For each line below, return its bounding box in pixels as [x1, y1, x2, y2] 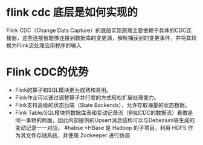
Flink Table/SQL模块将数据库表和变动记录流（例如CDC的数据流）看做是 [14, 109, 193, 116]
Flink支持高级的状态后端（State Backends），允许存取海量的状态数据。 [14, 101, 190, 109]
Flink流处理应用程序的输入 [16, 42, 82, 49]
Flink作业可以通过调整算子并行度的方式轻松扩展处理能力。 [14, 94, 159, 101]
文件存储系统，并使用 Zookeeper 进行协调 [25, 131, 130, 139]
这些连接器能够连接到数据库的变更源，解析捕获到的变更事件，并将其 [22, 34, 192, 41]
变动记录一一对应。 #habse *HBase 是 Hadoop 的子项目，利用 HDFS [14, 124, 187, 131]
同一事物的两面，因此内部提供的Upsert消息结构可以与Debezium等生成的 [14, 116, 195, 124]
